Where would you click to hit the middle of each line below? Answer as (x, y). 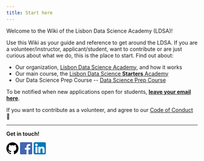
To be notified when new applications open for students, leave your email (99, 91)
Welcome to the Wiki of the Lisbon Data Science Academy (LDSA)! (90, 31)
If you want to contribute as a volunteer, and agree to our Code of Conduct (100, 110)
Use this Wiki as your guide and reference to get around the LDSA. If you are (102, 42)
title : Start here (29, 13)
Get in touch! (23, 134)
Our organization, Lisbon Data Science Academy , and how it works (99, 67)
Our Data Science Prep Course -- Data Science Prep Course (90, 80)
